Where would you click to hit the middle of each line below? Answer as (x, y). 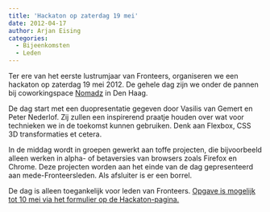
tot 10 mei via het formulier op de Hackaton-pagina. (94, 199)
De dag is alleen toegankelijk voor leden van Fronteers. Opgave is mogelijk (132, 191)
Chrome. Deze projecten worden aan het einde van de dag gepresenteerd (131, 167)
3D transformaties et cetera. (55, 134)
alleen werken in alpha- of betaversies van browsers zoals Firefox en (123, 158)
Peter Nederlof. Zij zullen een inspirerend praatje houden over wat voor (126, 117)
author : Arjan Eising (45, 31)
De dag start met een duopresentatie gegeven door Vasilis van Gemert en (131, 108)
